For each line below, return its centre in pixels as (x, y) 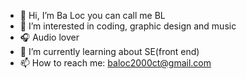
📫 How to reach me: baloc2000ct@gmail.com (115, 63)
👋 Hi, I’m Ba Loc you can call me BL (92, 15)
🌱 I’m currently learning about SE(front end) (109, 51)
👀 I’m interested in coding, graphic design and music (128, 26)
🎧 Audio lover (49, 37)
